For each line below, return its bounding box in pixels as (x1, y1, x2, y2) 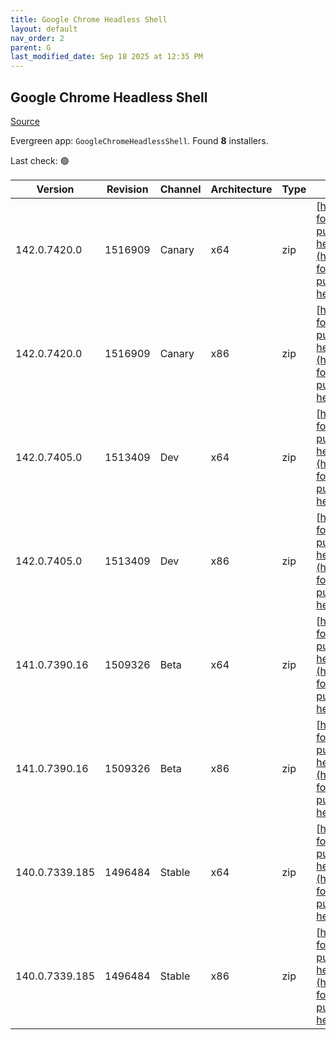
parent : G (10, 42, 52, 53)
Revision (106, 182, 149, 196)
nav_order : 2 (10, 33, 65, 43)
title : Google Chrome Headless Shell (10, 14, 168, 25)
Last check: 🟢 (10, 154, 70, 166)
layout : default (10, 24, 78, 34)
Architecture (210, 182, 273, 196)
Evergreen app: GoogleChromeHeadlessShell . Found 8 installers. (10, 134, 269, 146)
